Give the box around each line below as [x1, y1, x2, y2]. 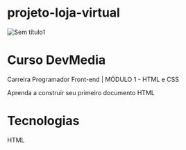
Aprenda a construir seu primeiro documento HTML [7, 88, 155, 97]
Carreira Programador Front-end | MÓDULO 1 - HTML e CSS [7, 75, 179, 83]
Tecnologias [7, 113, 80, 129]
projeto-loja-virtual [7, 5, 120, 21]
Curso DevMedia [7, 52, 106, 68]
